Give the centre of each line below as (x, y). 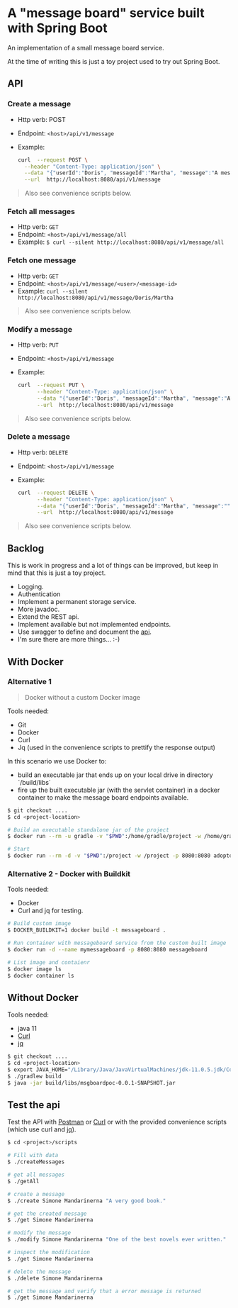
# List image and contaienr (49, 962)
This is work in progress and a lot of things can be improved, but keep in (113, 566)
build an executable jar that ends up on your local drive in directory (115, 775)
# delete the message (39, 1271)
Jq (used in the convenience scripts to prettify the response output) (117, 747)
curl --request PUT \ (51, 385)
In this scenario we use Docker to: (57, 761)
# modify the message (39, 1233)
